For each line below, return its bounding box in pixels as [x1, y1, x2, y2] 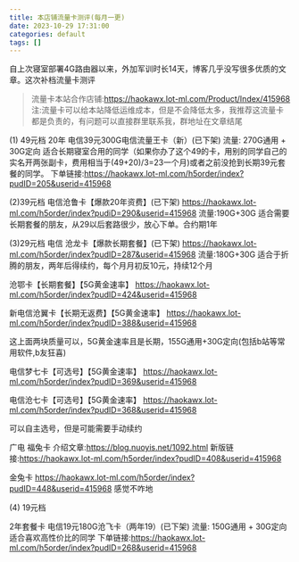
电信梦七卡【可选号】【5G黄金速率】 [9, 367, 141, 377]
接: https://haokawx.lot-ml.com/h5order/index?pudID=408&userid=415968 [9, 453, 282, 464]
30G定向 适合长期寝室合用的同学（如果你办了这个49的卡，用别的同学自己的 [9, 146, 287, 157]
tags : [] [9, 37, 42, 47]
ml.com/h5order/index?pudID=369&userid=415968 [9, 376, 197, 387]
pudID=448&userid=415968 [9, 483, 112, 494]
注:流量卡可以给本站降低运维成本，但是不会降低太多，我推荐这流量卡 [30, 104, 284, 116]
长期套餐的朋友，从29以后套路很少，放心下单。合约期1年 [9, 219, 218, 230]
